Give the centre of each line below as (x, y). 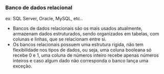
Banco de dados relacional (39, 8)
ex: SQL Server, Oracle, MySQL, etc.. (44, 19)
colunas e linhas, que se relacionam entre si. (59, 39)
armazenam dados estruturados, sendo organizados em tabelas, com (86, 34)
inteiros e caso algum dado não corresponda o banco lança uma (80, 61)
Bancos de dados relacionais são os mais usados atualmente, (77, 28)
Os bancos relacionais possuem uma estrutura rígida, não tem (78, 45)
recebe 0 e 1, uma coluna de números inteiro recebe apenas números (86, 55)
